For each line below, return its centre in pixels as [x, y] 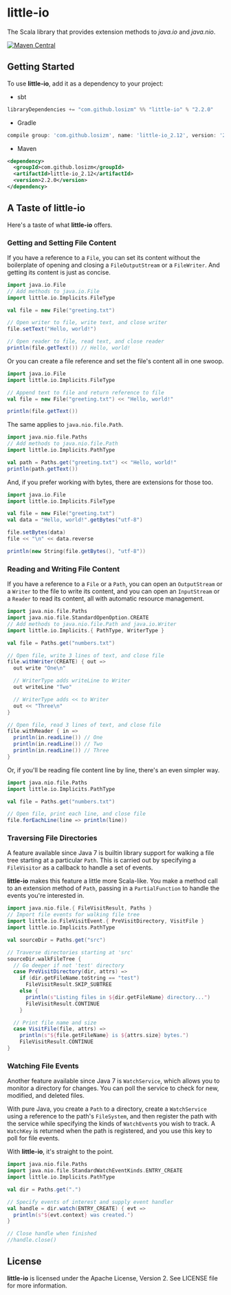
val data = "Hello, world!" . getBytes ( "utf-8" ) [75, 520]
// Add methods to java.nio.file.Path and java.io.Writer [92, 624]
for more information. [37, 1285]
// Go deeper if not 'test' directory [69, 965]
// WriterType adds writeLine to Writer [72, 681]
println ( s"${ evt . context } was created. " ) [74, 1215]
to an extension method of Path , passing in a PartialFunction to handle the [113, 888]
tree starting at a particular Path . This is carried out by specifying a [102, 861]
